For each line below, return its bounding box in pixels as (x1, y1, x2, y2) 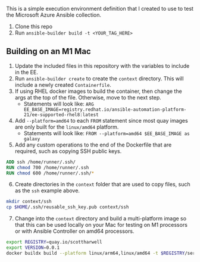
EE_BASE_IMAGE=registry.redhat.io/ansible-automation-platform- (23, 107, 187, 113)
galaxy (23, 136, 40, 142)
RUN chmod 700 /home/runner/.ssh (6, 164, 89, 170)
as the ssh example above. (14, 187, 80, 194)
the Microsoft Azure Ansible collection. (6, 11, 102, 18)
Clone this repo (14, 23, 52, 30)
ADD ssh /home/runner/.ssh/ (6, 159, 76, 165)
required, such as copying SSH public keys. (14, 147, 122, 154)
